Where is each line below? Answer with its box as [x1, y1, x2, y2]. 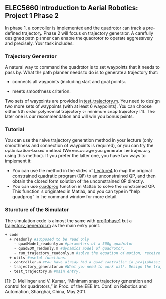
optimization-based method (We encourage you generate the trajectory [5, 148, 151, 153]
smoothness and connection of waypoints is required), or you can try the [5, 143, 154, 149]
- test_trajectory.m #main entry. [9, 269, 81, 274]
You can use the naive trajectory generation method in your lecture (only [5, 137, 153, 143]
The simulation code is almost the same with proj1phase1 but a [5, 217, 132, 224]
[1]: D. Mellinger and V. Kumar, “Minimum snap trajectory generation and [5, 278, 152, 284]
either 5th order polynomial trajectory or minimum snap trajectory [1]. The [5, 109, 155, 114]
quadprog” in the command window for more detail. [12, 194, 118, 200]
